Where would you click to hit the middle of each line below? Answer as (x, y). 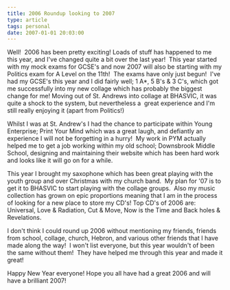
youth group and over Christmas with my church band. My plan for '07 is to (114, 181)
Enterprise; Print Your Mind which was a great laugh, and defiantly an (105, 131)
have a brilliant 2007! (37, 281)
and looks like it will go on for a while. (60, 160)
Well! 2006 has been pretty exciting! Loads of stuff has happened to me (110, 52)
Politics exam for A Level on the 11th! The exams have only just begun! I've (114, 74)
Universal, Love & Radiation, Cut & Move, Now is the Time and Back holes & (114, 210)
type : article (27, 20)
